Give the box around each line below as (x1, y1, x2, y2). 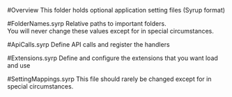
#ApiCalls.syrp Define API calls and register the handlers (7, 40, 170, 48)
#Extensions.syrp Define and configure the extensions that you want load (7, 54, 218, 62)
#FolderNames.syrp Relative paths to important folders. (7, 20, 167, 27)
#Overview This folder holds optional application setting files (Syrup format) (7, 6, 225, 14)
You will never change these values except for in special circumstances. (7, 27, 214, 35)
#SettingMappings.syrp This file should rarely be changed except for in (7, 75, 212, 83)
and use (7, 61, 31, 69)
